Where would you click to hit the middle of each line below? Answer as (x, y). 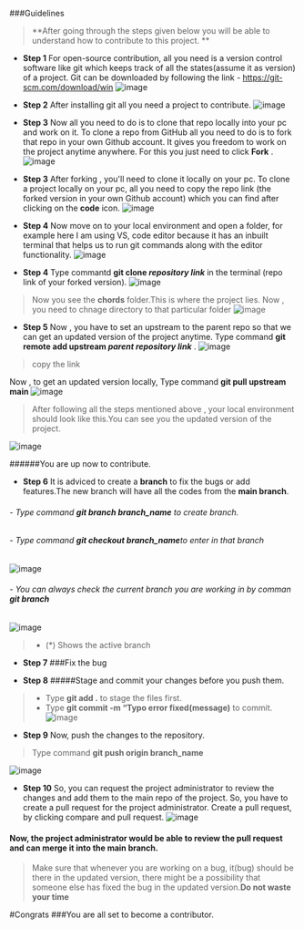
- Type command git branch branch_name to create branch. (124, 512)
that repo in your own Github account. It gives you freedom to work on (154, 142)
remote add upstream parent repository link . (109, 346)
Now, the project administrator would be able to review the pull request (147, 838)
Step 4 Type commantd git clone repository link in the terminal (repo (153, 272)
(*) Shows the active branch (98, 645)
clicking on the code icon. (71, 208)
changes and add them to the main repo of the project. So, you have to (155, 798)
